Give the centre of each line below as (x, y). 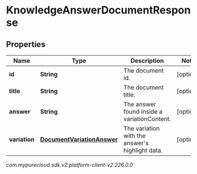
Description (147, 61)
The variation (142, 128)
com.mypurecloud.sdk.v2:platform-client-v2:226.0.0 (69, 165)
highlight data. (143, 150)
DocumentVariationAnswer (79, 139)
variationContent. (147, 119)
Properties (26, 44)
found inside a (143, 112)
